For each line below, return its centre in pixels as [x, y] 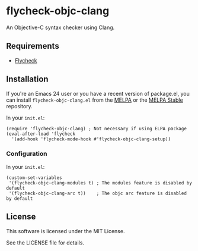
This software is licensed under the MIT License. [66, 231]
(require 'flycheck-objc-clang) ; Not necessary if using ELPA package [96, 128]
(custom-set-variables [34, 178]
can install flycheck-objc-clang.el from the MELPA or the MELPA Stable [95, 100]
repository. [19, 106]
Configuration [27, 154]
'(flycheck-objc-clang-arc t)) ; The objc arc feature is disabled [98, 193]
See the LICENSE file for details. [45, 243]
